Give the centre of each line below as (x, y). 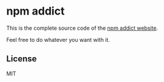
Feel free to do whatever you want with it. (58, 39)
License (22, 59)
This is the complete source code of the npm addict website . (82, 28)
